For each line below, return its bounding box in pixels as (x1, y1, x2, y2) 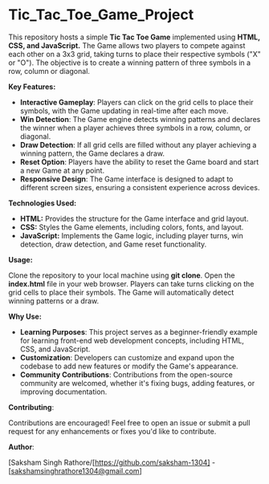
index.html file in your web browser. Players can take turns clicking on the (8, 279, 255, 288)
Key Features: (8, 82, 56, 92)
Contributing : (8, 402, 55, 412)
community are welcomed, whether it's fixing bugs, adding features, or (19, 378, 255, 388)
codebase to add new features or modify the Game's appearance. (19, 361, 238, 371)
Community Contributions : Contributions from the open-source (19, 369, 233, 379)
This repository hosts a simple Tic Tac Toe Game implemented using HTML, (8, 32, 261, 42)
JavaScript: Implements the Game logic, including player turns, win (19, 230, 243, 240)
